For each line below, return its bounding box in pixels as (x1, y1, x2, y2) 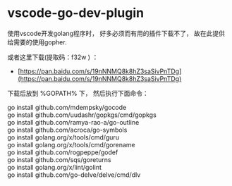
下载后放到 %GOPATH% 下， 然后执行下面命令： (7, 89, 149, 97)
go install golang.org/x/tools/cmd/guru (7, 132, 120, 142)
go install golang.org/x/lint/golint (7, 163, 102, 171)
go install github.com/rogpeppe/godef (7, 148, 118, 156)
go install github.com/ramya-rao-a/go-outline (7, 118, 140, 126)
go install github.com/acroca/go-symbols (7, 125, 128, 134)
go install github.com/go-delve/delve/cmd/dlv (7, 170, 141, 179)
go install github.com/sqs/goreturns (7, 155, 111, 163)
